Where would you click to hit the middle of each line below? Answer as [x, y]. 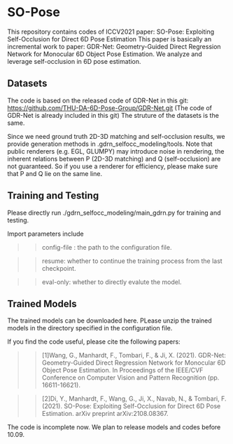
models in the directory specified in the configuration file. [90, 328]
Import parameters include [45, 234]
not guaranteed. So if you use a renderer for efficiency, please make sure [113, 166]
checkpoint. [59, 268]
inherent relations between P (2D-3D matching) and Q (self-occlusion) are [114, 159]
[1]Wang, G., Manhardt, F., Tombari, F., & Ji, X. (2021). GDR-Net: [134, 356]
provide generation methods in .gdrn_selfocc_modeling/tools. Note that [110, 144]
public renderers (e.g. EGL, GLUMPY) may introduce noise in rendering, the [116, 151]
